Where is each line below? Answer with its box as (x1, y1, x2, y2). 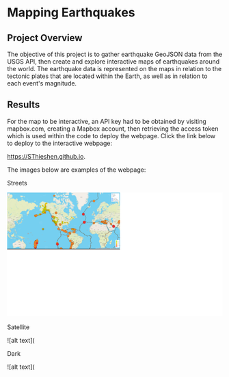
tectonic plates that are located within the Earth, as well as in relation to (7, 72, 208, 80)
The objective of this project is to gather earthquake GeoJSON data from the (7, 50, 223, 58)
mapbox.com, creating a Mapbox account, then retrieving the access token (7, 125, 219, 133)
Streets (7, 179, 27, 187)
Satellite (7, 323, 30, 331)
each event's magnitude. (7, 79, 77, 87)
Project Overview (7, 32, 83, 44)
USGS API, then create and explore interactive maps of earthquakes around (7, 57, 220, 66)
